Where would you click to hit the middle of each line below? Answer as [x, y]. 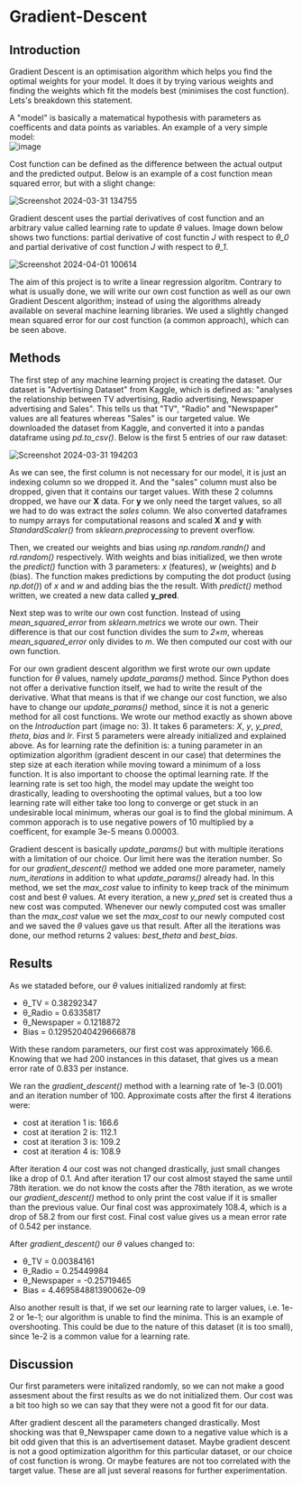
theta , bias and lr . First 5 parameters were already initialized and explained [148, 735]
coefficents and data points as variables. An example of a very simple [138, 127]
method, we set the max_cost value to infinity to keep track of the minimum [149, 887]
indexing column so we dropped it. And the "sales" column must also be [143, 482]
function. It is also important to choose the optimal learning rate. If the [139, 774]
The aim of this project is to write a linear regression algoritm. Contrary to [146, 282]
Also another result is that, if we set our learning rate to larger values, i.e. [144, 1307]
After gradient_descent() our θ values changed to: [102, 1243]
